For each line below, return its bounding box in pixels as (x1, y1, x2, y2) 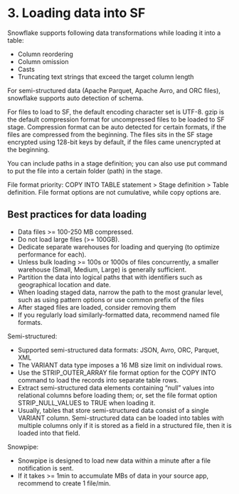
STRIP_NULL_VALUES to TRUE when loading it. (17, 398, 156, 407)
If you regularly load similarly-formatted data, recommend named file (17, 311, 221, 319)
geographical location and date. (17, 280, 112, 289)
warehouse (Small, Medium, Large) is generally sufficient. (17, 265, 187, 274)
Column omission (17, 57, 69, 65)
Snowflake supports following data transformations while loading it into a (7, 28, 221, 37)
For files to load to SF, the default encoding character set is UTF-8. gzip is (7, 107, 225, 116)
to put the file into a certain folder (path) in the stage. (7, 166, 163, 175)
